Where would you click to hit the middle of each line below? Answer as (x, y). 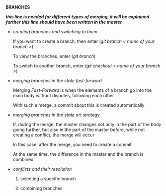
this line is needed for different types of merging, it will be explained (78, 17)
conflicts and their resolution (42, 169)
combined (23, 159)
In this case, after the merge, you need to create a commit (72, 144)
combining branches (41, 188)
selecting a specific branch (48, 179)
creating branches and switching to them (55, 32)
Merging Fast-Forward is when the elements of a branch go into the (82, 90)
